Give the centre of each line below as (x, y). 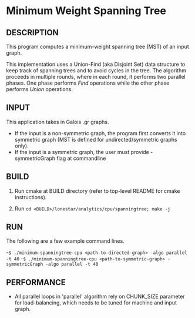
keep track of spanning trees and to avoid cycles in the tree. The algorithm (96, 71)
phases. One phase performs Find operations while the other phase (88, 83)
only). (21, 146)
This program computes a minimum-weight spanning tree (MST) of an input (97, 46)
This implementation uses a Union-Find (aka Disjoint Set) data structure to (96, 64)
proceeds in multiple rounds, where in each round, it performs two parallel (96, 77)
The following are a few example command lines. (65, 241)
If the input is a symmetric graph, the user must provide (82, 152)
